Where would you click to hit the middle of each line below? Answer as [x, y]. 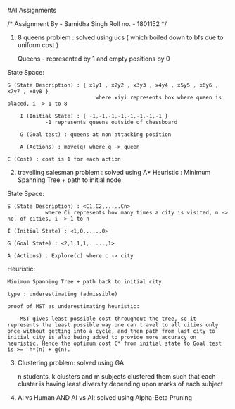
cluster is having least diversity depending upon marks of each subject [120, 384]
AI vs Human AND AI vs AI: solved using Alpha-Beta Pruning [104, 397]
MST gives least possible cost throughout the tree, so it [108, 319]
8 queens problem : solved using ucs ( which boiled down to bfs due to [120, 37]
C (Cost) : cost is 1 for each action [64, 159]
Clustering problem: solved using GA [71, 363]
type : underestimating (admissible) [63, 294]
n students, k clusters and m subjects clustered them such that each [116, 376]
